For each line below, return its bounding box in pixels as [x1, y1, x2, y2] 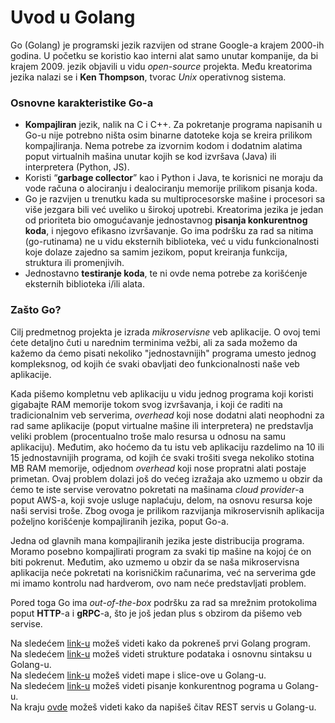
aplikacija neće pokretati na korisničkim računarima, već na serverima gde [10, 566, 317, 578]
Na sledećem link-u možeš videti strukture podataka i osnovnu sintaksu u [10, 647, 313, 660]
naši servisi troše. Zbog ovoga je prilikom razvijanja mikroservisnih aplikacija [10, 504, 325, 516]
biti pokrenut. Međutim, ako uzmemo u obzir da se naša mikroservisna [10, 556, 300, 568]
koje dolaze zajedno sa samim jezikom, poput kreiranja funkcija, [24, 246, 288, 258]
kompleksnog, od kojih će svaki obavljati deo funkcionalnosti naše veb [10, 357, 300, 370]
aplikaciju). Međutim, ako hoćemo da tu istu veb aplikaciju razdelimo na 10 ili [10, 441, 325, 453]
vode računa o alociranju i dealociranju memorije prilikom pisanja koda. [24, 182, 318, 195]
